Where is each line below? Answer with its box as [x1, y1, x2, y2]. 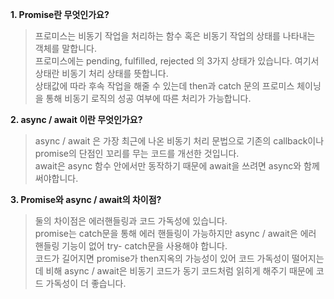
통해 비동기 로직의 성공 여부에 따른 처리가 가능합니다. [45, 93, 252, 104]
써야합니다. [34, 173, 79, 184]
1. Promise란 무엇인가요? [10, 9, 110, 20]
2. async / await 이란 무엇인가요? [10, 114, 143, 125]
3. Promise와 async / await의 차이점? [10, 194, 162, 205]
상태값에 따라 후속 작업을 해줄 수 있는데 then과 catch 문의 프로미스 [34, 80, 295, 92]
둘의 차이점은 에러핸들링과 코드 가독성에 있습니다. [34, 215, 228, 227]
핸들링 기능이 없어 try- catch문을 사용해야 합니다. [34, 240, 228, 252]
